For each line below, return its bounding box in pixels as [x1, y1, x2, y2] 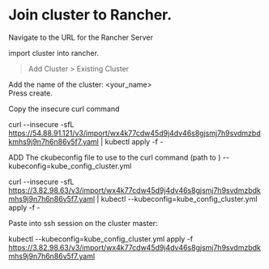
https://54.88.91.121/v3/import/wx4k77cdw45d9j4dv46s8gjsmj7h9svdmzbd [8, 128, 261, 138]
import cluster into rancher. [8, 48, 100, 58]
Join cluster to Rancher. [8, 6, 173, 24]
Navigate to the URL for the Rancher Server [8, 32, 154, 42]
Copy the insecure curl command [8, 104, 120, 113]
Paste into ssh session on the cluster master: [8, 218, 158, 228]
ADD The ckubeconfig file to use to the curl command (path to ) [8, 152, 221, 162]
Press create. [8, 88, 53, 98]
